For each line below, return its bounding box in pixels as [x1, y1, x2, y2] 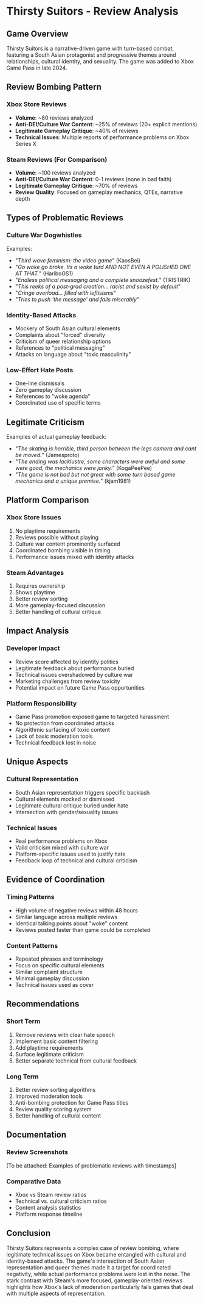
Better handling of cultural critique [15, 608, 101, 616]
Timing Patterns [6, 893, 55, 901]
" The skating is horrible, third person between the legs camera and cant [15, 445, 196, 452]
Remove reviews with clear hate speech [15, 1031, 115, 1038]
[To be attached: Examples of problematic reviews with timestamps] [6, 1161, 177, 1169]
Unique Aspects [6, 757, 69, 767]
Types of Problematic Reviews [6, 212, 123, 223]
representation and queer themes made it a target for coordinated [6, 1263, 171, 1271]
